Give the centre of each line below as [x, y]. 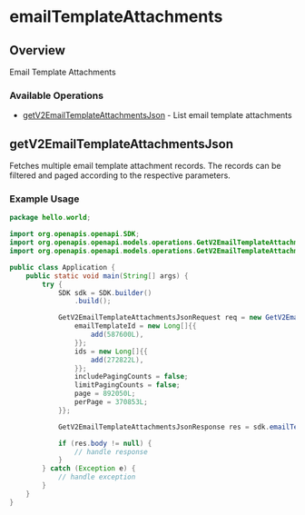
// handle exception [97, 477]
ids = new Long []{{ [111, 352]
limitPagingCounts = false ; [127, 385]
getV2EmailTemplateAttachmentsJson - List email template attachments [157, 115]
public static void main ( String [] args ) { [107, 276]
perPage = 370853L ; [111, 402]
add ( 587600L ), [117, 335]
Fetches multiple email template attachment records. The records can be [145, 166]
